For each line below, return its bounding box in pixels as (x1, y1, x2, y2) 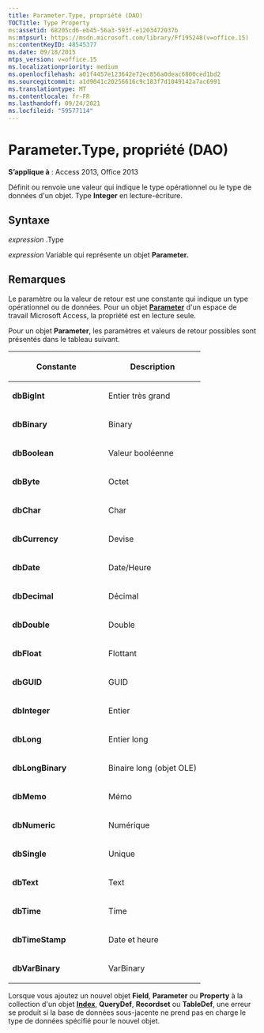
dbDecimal (12, 590, 54, 601)
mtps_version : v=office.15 (8, 56, 97, 64)
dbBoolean (12, 447, 54, 458)
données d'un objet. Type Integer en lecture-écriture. (8, 190, 183, 200)
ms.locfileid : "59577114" (8, 107, 93, 115)
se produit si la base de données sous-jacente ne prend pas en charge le (8, 1008, 247, 1017)
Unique (107, 848, 136, 859)
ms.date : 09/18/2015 (8, 48, 77, 56)
